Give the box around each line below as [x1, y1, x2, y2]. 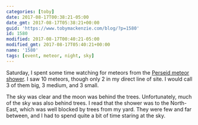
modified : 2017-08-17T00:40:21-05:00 [6, 36, 100, 42]
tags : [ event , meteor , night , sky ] [6, 53, 95, 59]
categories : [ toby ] [6, 8, 55, 15]
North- [170, 99, 187, 107]
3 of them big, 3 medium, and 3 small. [6, 81, 99, 89]
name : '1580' [6, 47, 39, 53]
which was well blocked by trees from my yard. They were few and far [20, 105, 192, 113]
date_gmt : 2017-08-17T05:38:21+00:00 [6, 20, 100, 25]
